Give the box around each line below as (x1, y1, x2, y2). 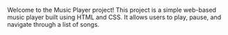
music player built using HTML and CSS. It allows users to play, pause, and (7, 13, 221, 21)
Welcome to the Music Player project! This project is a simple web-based (7, 6, 217, 14)
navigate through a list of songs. (7, 21, 99, 28)
